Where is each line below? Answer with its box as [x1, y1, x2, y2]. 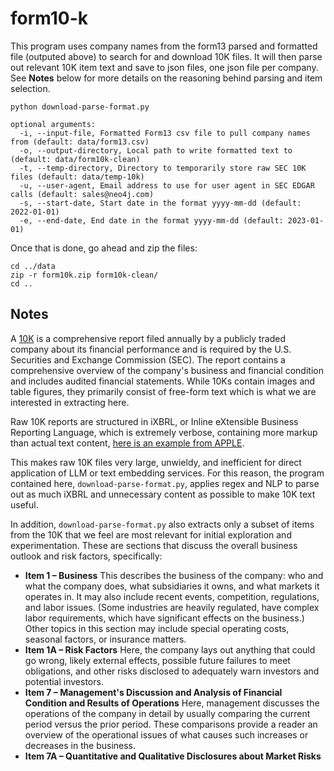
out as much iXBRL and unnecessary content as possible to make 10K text [10, 488, 316, 500]
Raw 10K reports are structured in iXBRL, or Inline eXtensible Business [10, 415, 299, 427]
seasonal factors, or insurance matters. [24, 633, 187, 645]
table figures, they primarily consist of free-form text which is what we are [10, 385, 317, 397]
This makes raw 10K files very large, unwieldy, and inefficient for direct [10, 456, 302, 468]
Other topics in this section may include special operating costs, [24, 622, 290, 634]
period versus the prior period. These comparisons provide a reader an [24, 718, 318, 730]
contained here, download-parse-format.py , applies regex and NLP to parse [10, 477, 320, 489]
